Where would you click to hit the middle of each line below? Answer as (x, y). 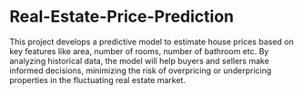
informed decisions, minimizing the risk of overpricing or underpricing (141, 70)
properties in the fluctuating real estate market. (98, 80)
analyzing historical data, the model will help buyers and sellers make (140, 61)
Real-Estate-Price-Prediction (122, 17)
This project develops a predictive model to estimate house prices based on (151, 42)
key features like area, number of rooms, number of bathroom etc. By (139, 51)
